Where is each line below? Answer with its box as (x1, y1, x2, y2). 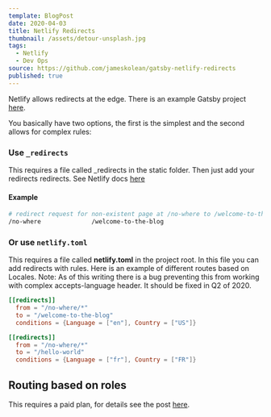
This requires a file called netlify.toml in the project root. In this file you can (8, 255, 260, 265)
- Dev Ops (15, 57, 48, 65)
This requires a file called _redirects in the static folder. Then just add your (8, 165, 256, 174)
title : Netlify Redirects (8, 27, 95, 35)
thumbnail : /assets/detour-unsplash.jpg (8, 34, 147, 43)
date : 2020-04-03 (8, 19, 67, 27)
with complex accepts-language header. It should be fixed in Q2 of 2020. (8, 281, 252, 290)
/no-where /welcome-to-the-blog (8, 218, 164, 226)
